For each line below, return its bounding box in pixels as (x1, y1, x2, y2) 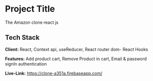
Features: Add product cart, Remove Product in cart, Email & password (5, 56, 147, 62)
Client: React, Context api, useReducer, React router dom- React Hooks (5, 46, 149, 52)
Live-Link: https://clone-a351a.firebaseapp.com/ (5, 70, 103, 76)
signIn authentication (5, 61, 47, 66)
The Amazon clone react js (5, 19, 59, 25)
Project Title (5, 3, 55, 15)
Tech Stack (5, 33, 40, 42)
